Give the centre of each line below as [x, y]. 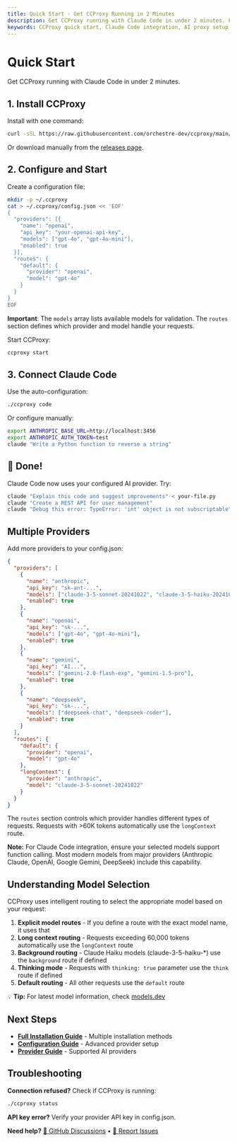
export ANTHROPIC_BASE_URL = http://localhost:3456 [82, 431]
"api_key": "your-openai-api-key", [72, 233]
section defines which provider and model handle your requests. [101, 325]
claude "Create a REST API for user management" [80, 503]
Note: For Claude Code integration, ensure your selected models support [114, 847]
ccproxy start [28, 352]
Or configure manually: [41, 418]
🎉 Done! [25, 467]
